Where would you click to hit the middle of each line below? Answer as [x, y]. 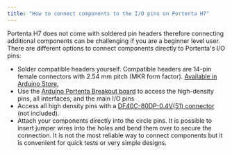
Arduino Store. [38, 83]
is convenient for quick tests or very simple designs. [92, 142]
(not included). [38, 113]
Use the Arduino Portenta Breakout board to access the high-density [115, 91]
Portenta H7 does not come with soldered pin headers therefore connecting [116, 33]
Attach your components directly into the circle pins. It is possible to [115, 120]
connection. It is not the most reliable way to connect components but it [120, 135]
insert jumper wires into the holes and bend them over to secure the [114, 128]
